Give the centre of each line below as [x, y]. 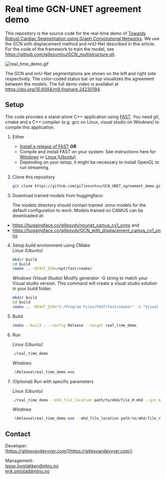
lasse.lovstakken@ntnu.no [32, 466]
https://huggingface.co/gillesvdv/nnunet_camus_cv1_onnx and [76, 225]
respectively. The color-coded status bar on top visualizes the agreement [80, 79]
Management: [19, 461]
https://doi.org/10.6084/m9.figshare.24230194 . [53, 89]
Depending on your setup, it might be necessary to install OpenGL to [89, 162]
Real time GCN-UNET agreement [73, 9]
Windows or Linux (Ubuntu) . [48, 157]
